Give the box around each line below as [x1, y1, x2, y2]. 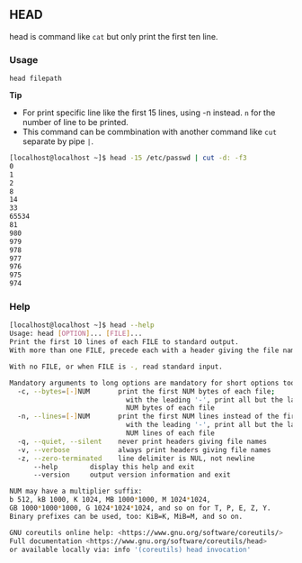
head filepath [9, 74, 63, 84]
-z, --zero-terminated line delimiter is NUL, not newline [17, 454, 255, 463]
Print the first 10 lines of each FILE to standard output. [9, 338, 240, 347]
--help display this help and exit [32, 462, 195, 471]
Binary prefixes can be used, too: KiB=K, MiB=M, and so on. [9, 512, 244, 521]
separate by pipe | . [22, 136, 94, 147]
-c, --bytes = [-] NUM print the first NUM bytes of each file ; [17, 386, 276, 395]
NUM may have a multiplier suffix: [9, 486, 143, 496]
